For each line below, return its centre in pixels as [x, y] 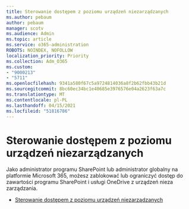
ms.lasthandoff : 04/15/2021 [41, 105]
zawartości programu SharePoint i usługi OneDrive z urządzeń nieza [90, 182]
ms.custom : [20, 67]
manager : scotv [25, 28]
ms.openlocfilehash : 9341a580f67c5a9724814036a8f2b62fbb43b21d [86, 84]
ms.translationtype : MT [36, 94]
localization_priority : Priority [48, 56]
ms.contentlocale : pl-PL [37, 100]
